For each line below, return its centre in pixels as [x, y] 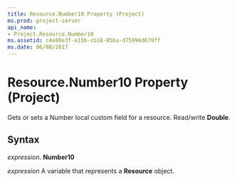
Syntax [23, 140]
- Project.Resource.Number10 [51, 34]
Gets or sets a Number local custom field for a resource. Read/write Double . [119, 117]
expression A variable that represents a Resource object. [91, 171]
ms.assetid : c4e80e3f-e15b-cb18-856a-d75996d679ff [84, 41]
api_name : [22, 27]
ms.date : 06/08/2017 [38, 47]
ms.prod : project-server [44, 21]
